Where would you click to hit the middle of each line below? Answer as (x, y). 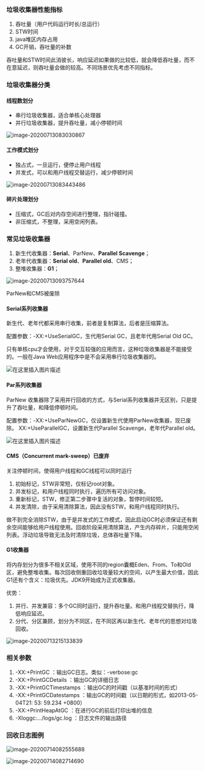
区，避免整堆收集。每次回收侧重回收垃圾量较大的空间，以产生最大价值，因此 (103, 572)
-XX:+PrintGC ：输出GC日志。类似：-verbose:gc (77, 672)
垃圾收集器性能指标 (34, 9)
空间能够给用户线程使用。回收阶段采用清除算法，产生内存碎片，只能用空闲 (105, 527)
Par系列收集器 (24, 385)
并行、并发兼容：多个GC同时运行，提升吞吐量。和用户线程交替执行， (102, 606)
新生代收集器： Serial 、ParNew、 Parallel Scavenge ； (83, 253)
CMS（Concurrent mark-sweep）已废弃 (58, 456)
